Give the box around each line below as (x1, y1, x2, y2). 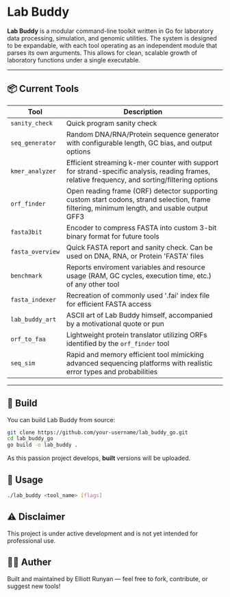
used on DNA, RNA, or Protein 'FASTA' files (66, 251, 204, 260)
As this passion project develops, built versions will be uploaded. (7, 454, 191, 463)
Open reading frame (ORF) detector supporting (66, 186, 218, 195)
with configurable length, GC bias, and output (66, 138, 212, 147)
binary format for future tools (66, 231, 159, 241)
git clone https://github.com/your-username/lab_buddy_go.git (7, 429, 188, 436)
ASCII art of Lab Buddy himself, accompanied (66, 310, 213, 319)
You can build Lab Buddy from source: (7, 415, 116, 424)
